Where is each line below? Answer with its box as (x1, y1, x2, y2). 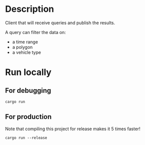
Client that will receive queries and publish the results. (5, 20, 115, 26)
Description (5, 3, 54, 15)
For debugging (5, 86, 51, 95)
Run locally (5, 67, 52, 78)
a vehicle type (12, 49, 41, 55)
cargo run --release (5, 135, 48, 140)
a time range (12, 38, 38, 45)
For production (5, 112, 52, 121)
